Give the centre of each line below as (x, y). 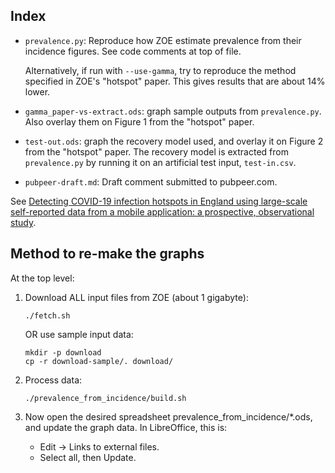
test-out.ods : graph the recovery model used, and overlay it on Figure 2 (174, 141)
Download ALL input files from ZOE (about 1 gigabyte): (136, 297)
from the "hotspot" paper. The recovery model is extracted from (156, 151)
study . (23, 222)
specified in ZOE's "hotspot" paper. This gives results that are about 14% (175, 81)
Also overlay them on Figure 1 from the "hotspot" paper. (139, 121)
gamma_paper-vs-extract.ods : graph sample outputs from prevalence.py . (173, 111)
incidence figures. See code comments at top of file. (133, 51)
